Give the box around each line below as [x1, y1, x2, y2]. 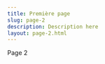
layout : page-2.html [7, 29, 68, 37]
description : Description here [7, 23, 99, 30]
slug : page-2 [7, 17, 45, 24]
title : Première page [7, 10, 71, 17]
